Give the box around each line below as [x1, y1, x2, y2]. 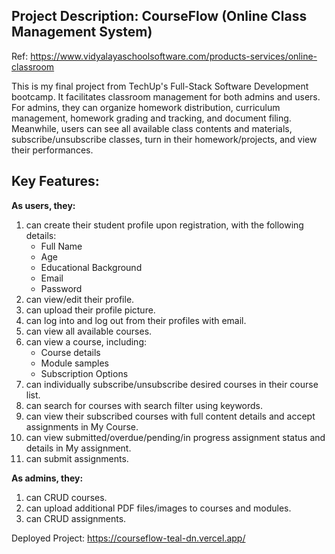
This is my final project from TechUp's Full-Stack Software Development [11, 80, 309, 92]
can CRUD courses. [25, 491, 108, 503]
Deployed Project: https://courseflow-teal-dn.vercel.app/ [11, 532, 246, 544]
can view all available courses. [25, 325, 153, 337]
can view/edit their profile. [25, 293, 135, 305]
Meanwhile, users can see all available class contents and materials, [11, 122, 293, 134]
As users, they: [11, 199, 76, 211]
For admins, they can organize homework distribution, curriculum [11, 101, 281, 113]
